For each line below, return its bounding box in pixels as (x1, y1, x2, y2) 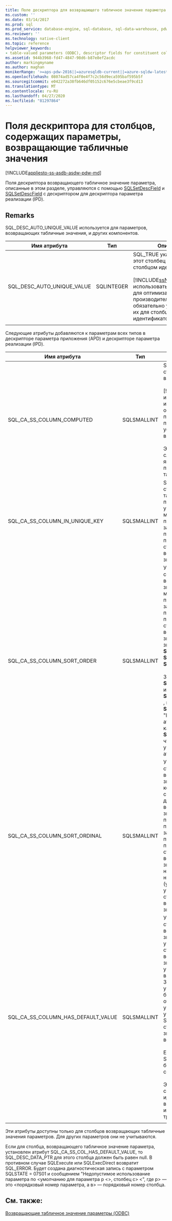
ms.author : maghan (5, 65, 45, 70)
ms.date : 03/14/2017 (5, 17, 50, 22)
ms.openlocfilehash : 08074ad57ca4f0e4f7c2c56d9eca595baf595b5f (5, 74, 143, 79)
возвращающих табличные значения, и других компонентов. (5, 230, 139, 236)
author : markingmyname (5, 60, 54, 65)
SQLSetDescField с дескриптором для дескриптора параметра (5, 191, 143, 197)
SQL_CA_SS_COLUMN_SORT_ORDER (8, 657, 97, 664)
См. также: (5, 1196, 43, 1205)
